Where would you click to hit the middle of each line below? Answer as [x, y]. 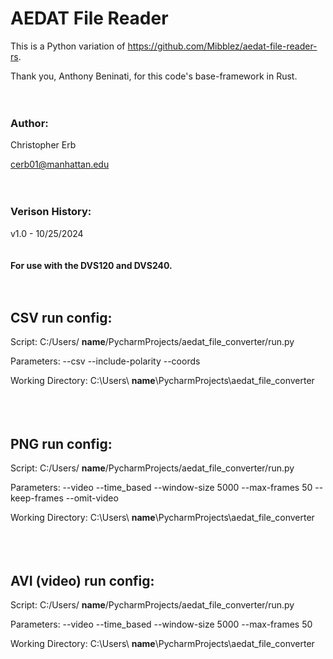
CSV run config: [61, 317]
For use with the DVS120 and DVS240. [91, 265]
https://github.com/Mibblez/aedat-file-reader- [222, 46]
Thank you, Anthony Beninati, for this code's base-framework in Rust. [154, 76]
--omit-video [92, 498]
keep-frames [37, 498]
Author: [29, 123]
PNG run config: [61, 443]
